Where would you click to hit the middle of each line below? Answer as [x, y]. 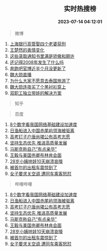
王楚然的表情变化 [27, 50]
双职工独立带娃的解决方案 [36, 93]
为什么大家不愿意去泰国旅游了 [40, 81]
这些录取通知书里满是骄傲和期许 [42, 56]
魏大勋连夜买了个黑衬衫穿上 [38, 87]
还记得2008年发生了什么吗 [37, 62]
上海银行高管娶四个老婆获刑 [38, 44]
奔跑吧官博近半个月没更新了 [38, 68]
